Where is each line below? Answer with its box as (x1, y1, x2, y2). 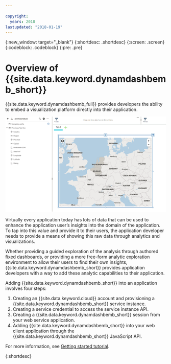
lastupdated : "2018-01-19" (5, 25, 63, 30)
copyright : (5, 13, 29, 19)
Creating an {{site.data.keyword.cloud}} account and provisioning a (12, 295, 155, 301)
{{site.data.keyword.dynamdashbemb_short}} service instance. (12, 301, 146, 307)
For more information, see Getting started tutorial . (5, 343, 110, 349)
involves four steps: (5, 285, 47, 291)
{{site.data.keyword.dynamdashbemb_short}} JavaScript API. (12, 333, 142, 339)
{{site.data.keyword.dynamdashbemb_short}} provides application (5, 264, 145, 270)
